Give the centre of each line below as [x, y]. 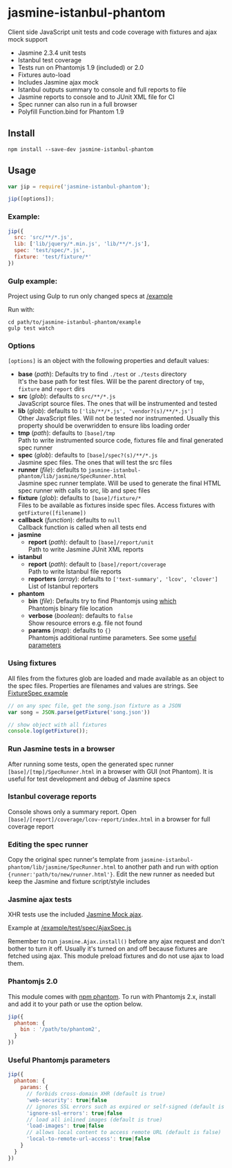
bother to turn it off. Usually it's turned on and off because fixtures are [108, 949]
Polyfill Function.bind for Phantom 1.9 [71, 112]
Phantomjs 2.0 [33, 982]
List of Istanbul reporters [63, 586]
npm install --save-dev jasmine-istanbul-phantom [81, 149]
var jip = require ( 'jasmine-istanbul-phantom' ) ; [79, 186]
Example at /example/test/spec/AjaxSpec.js [70, 928]
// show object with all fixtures [58, 725]
